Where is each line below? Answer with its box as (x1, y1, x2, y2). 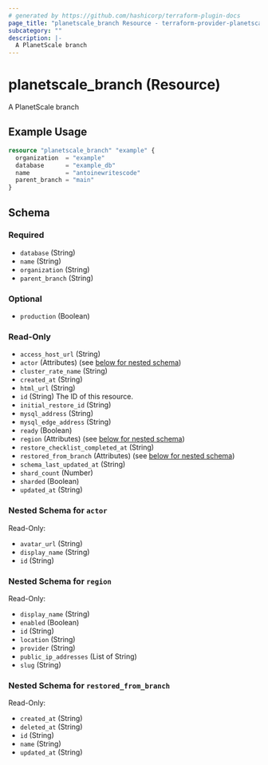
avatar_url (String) (19, 538, 83, 548)
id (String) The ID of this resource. (19, 392, 134, 402)
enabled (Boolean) (19, 618, 80, 627)
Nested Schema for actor (8, 505, 108, 516)
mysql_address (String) (19, 409, 94, 418)
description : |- (8, 34, 62, 42)
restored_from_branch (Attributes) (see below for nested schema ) (19, 451, 235, 461)
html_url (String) (19, 383, 76, 393)
